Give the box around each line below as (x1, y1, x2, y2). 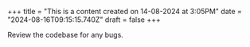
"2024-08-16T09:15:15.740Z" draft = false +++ (7, 15, 161, 24)
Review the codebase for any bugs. (7, 31, 124, 39)
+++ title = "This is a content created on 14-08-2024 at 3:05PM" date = (7, 7, 242, 16)
